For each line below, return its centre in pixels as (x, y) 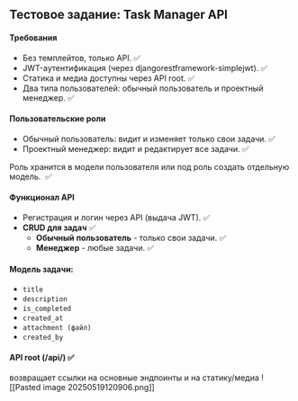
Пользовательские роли (58, 119)
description (45, 299)
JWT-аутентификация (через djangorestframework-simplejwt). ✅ (145, 67)
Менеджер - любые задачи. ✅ (95, 248)
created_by (43, 338)
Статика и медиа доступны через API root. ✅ (108, 78)
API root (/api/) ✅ (42, 357)
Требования (33, 37)
